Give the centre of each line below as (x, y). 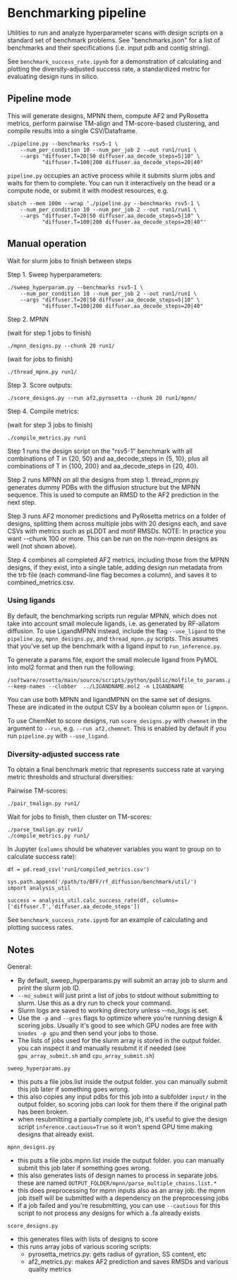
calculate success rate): (42, 857)
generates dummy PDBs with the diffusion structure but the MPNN (104, 487)
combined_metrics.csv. (41, 582)
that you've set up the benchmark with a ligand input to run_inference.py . (115, 646)
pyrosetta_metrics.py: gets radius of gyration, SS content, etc (117, 1254)
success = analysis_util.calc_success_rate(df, (79, 901)
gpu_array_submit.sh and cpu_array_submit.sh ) (86, 1055)
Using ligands (31, 601)
